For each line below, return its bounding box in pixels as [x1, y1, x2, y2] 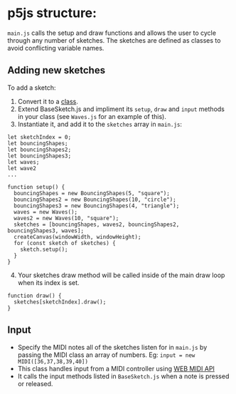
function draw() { [7, 292, 62, 299]
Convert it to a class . [17, 97, 78, 105]
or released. [17, 379, 53, 388]
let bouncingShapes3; [7, 152, 72, 160]
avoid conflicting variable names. [7, 43, 104, 52]
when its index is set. [17, 278, 80, 286]
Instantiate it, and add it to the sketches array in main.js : [17, 120, 183, 128]
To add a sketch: [7, 83, 56, 92]
